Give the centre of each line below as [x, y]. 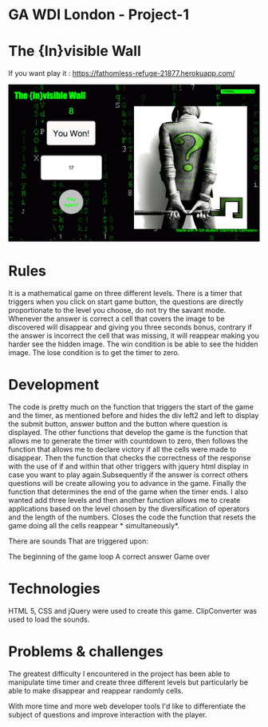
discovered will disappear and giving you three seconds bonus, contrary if [130, 327]
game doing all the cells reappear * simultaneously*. [94, 525]
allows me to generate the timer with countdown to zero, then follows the [128, 441]
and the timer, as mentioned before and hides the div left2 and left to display [134, 415]
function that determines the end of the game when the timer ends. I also [128, 492]
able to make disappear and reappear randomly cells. [96, 690]
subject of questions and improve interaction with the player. [108, 714]
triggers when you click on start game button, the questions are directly [126, 302]
